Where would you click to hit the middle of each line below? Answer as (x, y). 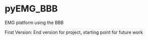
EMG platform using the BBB (34, 22)
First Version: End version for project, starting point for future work (74, 32)
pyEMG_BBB (31, 9)
